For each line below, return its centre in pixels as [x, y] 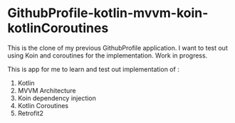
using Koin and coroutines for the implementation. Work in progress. [108, 55]
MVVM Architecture [47, 90]
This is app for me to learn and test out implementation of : [93, 69]
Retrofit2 [31, 113]
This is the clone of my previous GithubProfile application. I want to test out [117, 48]
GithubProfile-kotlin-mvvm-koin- [108, 13]
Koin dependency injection [57, 98]
